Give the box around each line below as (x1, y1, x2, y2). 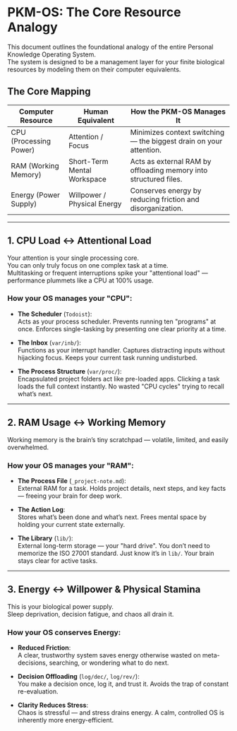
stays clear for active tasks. (17, 556, 98, 565)
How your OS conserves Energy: (7, 627, 121, 637)
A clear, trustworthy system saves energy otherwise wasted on (17, 651, 201, 660)
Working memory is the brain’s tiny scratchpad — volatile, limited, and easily (7, 435, 229, 444)
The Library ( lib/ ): (17, 534, 73, 542)
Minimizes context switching (130, 127, 224, 137)
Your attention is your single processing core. (7, 254, 140, 262)
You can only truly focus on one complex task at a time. (7, 261, 169, 269)
